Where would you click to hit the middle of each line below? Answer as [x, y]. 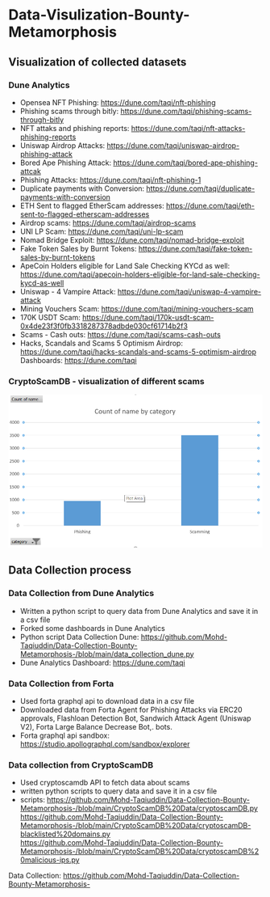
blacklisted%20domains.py [65, 834]
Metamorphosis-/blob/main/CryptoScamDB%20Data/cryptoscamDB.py [139, 808]
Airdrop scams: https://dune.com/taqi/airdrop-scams [108, 222]
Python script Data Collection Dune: [79, 637]
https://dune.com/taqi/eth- [210, 205]
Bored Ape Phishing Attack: [66, 163]
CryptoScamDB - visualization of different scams [106, 381]
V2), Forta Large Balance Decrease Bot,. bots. [96, 726]
